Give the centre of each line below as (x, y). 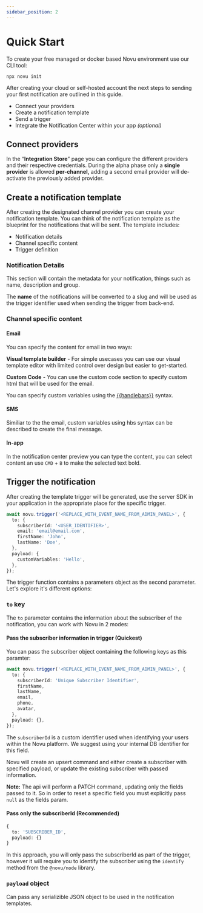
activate (16, 178)
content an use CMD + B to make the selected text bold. (74, 463)
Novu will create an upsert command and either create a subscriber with (97, 762)
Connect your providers (45, 106)
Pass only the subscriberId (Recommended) (63, 813)
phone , (25, 703)
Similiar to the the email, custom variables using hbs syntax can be (89, 422)
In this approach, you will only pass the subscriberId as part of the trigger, (98, 855)
